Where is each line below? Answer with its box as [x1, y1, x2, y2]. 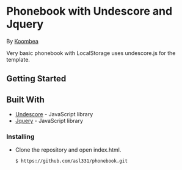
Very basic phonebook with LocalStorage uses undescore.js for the [6, 49, 176, 56]
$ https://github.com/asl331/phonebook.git [15, 158, 128, 164]
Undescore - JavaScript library [15, 111, 93, 118]
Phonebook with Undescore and [6, 4, 173, 18]
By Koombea [6, 37, 38, 45]
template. [6, 56, 31, 63]
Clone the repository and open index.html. [15, 146, 122, 153]
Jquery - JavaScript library [15, 117, 84, 125]
